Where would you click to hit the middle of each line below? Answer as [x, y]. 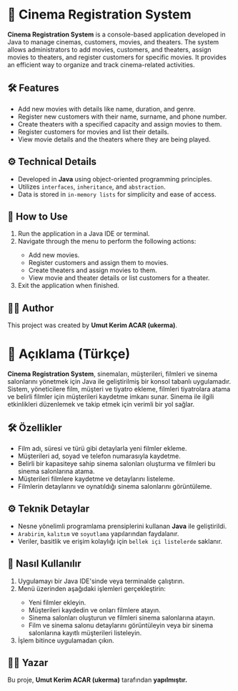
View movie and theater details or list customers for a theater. [119, 278]
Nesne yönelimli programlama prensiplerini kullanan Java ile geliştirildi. [122, 526]
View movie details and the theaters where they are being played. [114, 139]
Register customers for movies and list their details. [93, 131]
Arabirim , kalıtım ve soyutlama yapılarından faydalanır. [98, 533]
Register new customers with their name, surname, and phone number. [122, 116]
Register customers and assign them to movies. [98, 263]
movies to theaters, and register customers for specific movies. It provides [117, 57]
